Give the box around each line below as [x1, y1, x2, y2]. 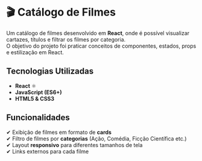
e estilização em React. [6, 48, 65, 55]
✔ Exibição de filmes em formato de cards [6, 128, 112, 136]
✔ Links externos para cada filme [6, 148, 89, 155]
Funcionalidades [6, 113, 71, 123]
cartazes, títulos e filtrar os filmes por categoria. [6, 36, 126, 43]
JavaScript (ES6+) [14, 89, 62, 96]
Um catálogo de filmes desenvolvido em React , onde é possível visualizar [6, 29, 190, 37]
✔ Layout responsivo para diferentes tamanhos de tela [6, 141, 143, 148]
